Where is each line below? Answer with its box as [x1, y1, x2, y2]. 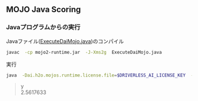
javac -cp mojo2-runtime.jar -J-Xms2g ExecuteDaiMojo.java [6, 49, 162, 55]
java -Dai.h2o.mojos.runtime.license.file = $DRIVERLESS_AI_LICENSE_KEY [6, 72, 186, 78]
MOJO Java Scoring [6, 5, 81, 15]
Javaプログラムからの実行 [6, 23, 81, 32]
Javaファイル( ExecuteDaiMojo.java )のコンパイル [6, 37, 124, 44]
